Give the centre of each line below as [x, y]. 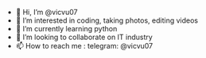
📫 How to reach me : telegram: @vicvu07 [84, 46]
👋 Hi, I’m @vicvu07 [47, 12]
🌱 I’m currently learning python [66, 29]
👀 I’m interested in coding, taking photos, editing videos [107, 20]
